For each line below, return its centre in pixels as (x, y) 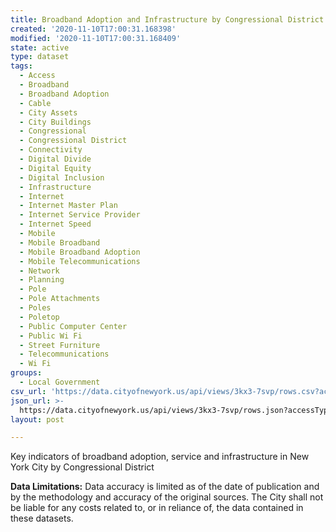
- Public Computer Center (73, 326)
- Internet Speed (55, 224)
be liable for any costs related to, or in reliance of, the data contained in (157, 508)
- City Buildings (55, 122)
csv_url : (28, 391)
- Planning (42, 280)
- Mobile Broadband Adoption (80, 252)
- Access (37, 76)
